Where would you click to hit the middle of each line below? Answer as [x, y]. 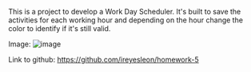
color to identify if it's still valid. [60, 28]
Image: [20, 44]
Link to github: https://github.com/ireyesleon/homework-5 [104, 60]
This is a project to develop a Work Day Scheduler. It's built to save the [125, 12]
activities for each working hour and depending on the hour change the [126, 20]
